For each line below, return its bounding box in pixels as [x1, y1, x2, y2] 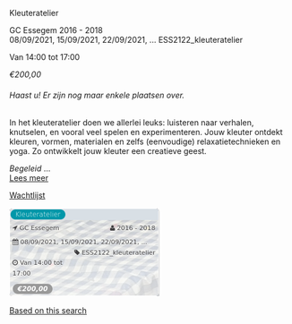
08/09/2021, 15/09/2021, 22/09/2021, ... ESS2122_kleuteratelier [9, 35, 244, 45]
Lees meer [9, 173, 49, 183]
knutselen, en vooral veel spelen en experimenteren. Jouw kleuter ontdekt [9, 127, 284, 138]
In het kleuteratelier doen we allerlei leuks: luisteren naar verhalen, [9, 117, 254, 128]
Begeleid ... [9, 163, 51, 174]
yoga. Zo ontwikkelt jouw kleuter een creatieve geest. [9, 146, 208, 157]
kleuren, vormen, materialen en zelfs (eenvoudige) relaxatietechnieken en [9, 136, 281, 147]
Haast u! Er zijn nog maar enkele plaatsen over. [9, 90, 185, 100]
